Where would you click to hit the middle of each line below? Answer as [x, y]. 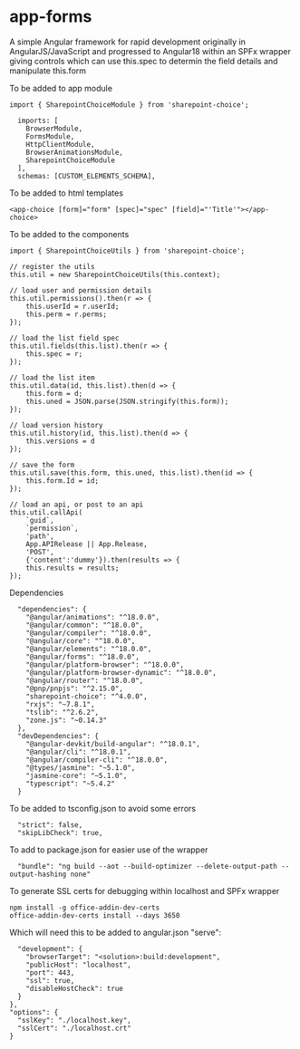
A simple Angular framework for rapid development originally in [128, 42]
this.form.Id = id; [63, 481]
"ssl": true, [50, 980]
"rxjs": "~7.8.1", [60, 704]
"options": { [34, 1012]
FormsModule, [50, 136]
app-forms [51, 17]
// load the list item [52, 378]
